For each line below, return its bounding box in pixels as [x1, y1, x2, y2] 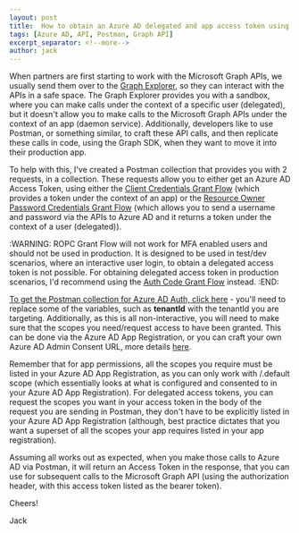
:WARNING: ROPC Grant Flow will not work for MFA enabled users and [9, 239, 268, 250]
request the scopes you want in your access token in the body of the [9, 397, 262, 408]
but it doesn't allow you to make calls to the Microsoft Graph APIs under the [9, 109, 287, 120]
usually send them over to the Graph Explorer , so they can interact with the [9, 80, 285, 91]
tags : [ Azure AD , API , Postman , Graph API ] [9, 30, 174, 38]
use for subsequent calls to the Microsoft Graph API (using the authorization [9, 471, 290, 482]
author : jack [9, 47, 58, 55]
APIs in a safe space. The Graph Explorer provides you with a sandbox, [9, 90, 270, 101]
